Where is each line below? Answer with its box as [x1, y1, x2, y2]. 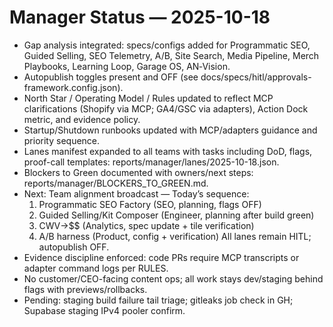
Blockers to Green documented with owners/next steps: [23, 166, 254, 178]
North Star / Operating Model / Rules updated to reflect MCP [23, 92, 274, 104]
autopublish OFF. [38, 241, 110, 253]
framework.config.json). [23, 81, 124, 93]
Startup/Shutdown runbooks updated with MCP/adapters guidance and [23, 124, 318, 136]
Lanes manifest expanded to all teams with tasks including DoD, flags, [23, 145, 313, 157]
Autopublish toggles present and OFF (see [23, 71, 199, 83]
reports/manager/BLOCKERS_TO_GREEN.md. [23, 177, 209, 189]
